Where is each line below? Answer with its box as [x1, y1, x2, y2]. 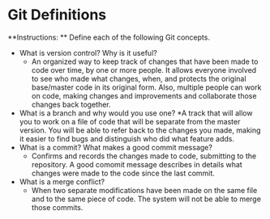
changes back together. [31, 99, 111, 109]
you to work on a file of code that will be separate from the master [19, 116, 241, 126]
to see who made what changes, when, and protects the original [31, 74, 246, 83]
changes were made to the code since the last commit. [31, 168, 216, 178]
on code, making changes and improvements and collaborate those [31, 91, 257, 100]
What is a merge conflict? [19, 176, 105, 187]
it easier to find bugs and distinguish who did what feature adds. [19, 133, 235, 143]
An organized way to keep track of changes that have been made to [31, 57, 259, 66]
